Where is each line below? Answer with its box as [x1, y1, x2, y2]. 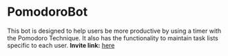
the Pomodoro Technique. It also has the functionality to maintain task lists [7, 33, 218, 42]
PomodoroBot [7, 4, 88, 20]
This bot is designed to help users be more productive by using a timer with [7, 27, 222, 35]
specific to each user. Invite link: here [7, 41, 115, 49]
